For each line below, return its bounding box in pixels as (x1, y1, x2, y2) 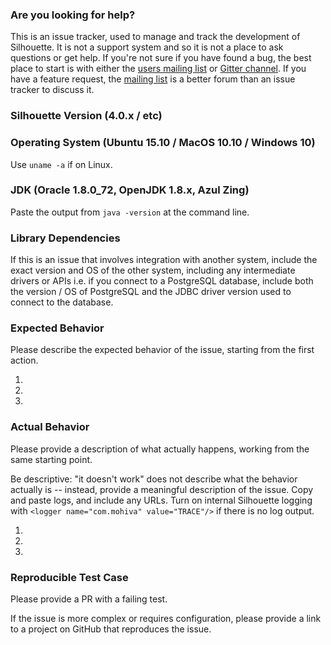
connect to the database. (10, 296, 114, 308)
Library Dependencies (10, 231, 121, 245)
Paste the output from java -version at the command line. (10, 206, 250, 218)
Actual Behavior (10, 420, 90, 434)
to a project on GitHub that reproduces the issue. (10, 623, 212, 635)
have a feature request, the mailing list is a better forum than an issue (10, 73, 296, 85)
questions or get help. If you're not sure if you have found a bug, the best (10, 52, 312, 64)
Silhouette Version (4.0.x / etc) (10, 109, 163, 123)
